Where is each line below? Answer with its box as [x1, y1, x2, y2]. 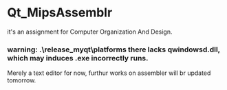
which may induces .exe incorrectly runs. [7, 53, 149, 63]
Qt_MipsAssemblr [7, 5, 113, 21]
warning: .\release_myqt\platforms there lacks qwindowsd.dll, [7, 45, 220, 54]
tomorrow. [7, 76, 36, 85]
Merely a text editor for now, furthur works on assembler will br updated [7, 69, 211, 77]
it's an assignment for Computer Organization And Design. [7, 27, 173, 36]
